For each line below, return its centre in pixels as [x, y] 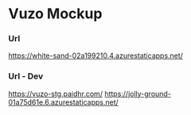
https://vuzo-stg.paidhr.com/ [56, 94]
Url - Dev [26, 76]
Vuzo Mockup [55, 14]
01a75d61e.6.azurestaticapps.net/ [64, 102]
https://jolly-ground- [138, 94]
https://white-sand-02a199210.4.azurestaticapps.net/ [95, 56]
